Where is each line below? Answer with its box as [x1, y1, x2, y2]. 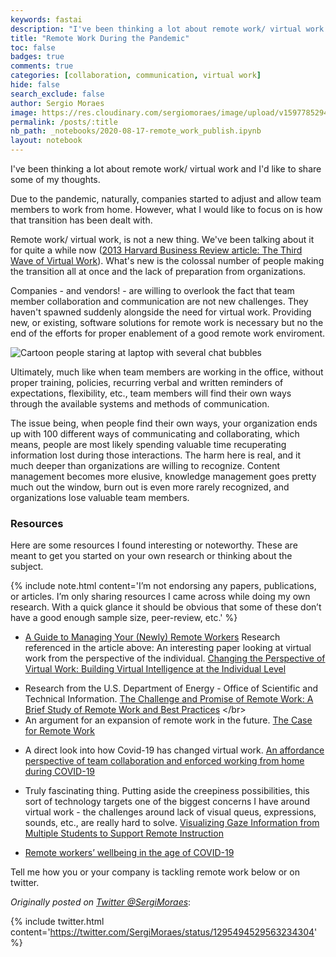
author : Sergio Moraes [10, 98, 105, 108]
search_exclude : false [10, 89, 105, 99]
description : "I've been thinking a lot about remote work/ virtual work [10, 24, 325, 34]
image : [10, 107, 38, 118]
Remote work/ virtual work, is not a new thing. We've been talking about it [10, 234, 315, 245]
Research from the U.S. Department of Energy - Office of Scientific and [24, 682, 319, 695]
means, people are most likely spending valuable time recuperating [10, 439, 287, 450]
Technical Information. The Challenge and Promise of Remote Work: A [24, 693, 314, 705]
